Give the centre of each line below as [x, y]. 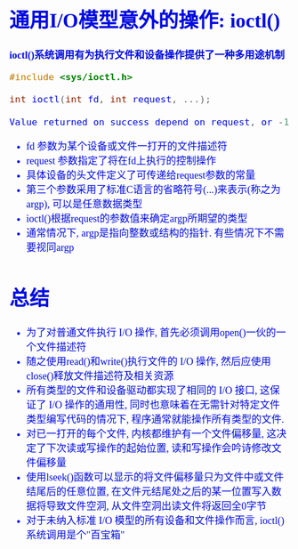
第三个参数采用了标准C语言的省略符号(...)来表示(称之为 [154, 190]
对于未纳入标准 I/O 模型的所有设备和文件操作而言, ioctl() [155, 521]
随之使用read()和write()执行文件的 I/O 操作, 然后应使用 [149, 361]
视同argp [55, 248]
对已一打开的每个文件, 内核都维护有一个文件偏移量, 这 [152, 433]
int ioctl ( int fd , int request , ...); [110, 100]
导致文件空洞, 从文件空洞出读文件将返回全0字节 [156, 506]
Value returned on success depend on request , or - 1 [149, 122]
